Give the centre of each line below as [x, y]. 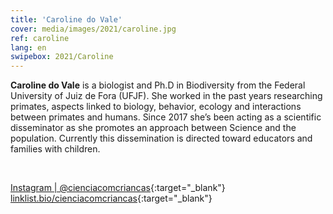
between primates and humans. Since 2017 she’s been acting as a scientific [166, 117]
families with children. [55, 149]
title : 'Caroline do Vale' [66, 19]
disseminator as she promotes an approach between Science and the [153, 128]
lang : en [28, 47]
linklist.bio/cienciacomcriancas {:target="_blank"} [111, 198]
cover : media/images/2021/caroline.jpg [93, 29]
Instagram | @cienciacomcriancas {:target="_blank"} [118, 188]
